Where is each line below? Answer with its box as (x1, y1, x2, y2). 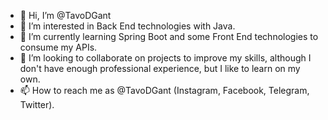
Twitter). (19, 99, 55, 110)
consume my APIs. (19, 41, 98, 53)
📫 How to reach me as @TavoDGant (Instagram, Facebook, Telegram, (19, 85, 310, 96)
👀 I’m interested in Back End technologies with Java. (19, 20, 236, 32)
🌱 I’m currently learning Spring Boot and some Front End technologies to (19, 31, 319, 42)
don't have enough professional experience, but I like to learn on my (19, 63, 301, 74)
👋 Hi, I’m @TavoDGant (19, 10, 112, 21)
